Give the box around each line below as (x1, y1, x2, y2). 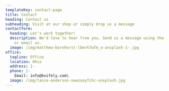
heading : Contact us (5, 17, 49, 22)
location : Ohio (10, 59, 42, 64)
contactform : (5, 26, 33, 31)
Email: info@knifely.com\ (14, 73, 69, 78)
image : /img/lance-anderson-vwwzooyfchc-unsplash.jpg (10, 78, 125, 83)
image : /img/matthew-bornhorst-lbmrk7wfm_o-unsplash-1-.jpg (10, 45, 139, 50)
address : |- (10, 64, 35, 69)
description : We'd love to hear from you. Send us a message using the (10, 36, 164, 41)
